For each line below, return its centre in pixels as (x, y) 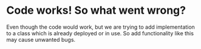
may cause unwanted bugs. (41, 39)
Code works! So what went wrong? (96, 10)
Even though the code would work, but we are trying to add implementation (101, 27)
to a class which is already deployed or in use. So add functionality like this (100, 33)
